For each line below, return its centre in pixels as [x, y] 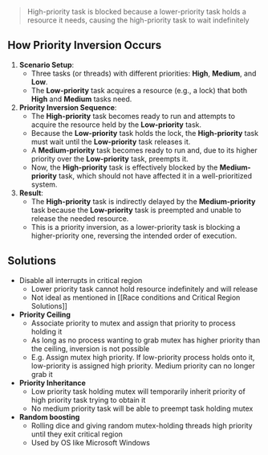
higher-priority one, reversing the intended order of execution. [134, 236]
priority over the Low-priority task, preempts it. [110, 158]
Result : [31, 193]
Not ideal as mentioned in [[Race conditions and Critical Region [136, 297]
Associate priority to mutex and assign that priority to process [133, 323]
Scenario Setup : [47, 64]
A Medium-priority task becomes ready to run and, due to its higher [144, 150]
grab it [42, 374]
